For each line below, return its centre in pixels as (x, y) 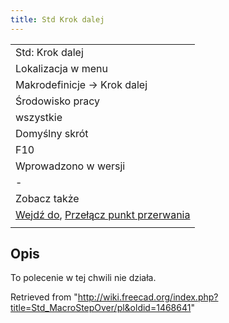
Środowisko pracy (58, 101)
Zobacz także (47, 198)
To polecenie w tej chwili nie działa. (83, 278)
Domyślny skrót (52, 133)
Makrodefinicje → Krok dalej (81, 84)
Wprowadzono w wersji (70, 166)
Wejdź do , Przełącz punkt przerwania (103, 214)
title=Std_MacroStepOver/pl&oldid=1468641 (101, 308)
